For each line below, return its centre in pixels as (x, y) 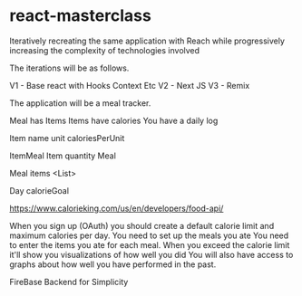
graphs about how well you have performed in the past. (113, 264)
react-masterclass (80, 16)
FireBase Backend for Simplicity (69, 282)
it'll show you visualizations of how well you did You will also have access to (151, 254)
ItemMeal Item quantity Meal (63, 156)
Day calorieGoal (39, 190)
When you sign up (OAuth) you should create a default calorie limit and (142, 225)
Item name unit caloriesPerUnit (67, 138)
